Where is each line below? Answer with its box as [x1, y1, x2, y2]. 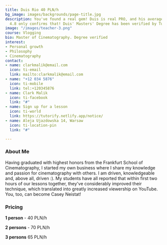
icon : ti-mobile [9, 81, 43, 86]
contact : [5, 58, 23, 63]
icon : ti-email [9, 68, 41, 73]
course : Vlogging [5, 30, 41, 35]
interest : [5, 40, 26, 45]
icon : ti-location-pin [9, 123, 57, 128]
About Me [5, 148, 30, 155]
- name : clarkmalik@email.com [5, 63, 68, 68]
